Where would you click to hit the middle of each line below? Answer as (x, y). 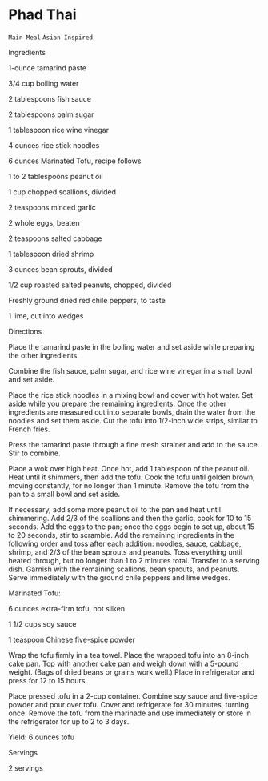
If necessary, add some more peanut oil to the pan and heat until (115, 509)
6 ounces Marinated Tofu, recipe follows (75, 161)
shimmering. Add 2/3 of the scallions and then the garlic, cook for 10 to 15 (130, 518)
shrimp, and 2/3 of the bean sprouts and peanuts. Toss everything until (125, 552)
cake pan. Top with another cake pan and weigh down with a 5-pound (124, 663)
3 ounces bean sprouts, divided (60, 269)
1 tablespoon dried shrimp (51, 254)
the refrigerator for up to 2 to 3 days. (69, 721)
